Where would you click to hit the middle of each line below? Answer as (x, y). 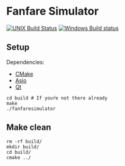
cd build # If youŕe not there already (57, 98)
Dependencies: (25, 62)
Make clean (29, 127)
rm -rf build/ (24, 142)
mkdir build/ (23, 147)
